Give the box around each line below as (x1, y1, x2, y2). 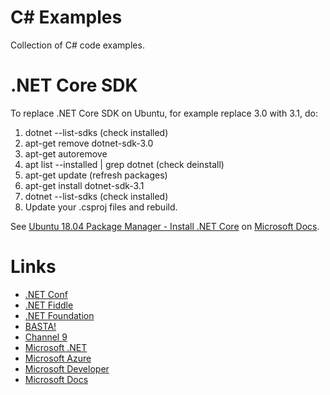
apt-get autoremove (24, 147, 108, 160)
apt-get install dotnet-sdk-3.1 (24, 179, 145, 191)
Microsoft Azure (24, 352, 92, 364)
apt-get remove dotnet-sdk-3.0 (24, 137, 154, 149)
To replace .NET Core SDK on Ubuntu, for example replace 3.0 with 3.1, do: (10, 107, 318, 119)
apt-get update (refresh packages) (24, 169, 168, 181)
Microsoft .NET (24, 341, 88, 353)
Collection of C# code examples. (10, 39, 145, 51)
